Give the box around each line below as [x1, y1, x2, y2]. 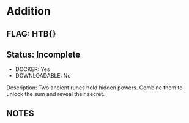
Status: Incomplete [6, 49, 81, 59]
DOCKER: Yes [15, 65, 50, 73]
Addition [6, 4, 51, 18]
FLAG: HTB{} [6, 29, 57, 39]
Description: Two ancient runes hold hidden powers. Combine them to [6, 84, 183, 91]
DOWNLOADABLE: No [15, 72, 72, 80]
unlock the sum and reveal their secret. [6, 91, 105, 98]
